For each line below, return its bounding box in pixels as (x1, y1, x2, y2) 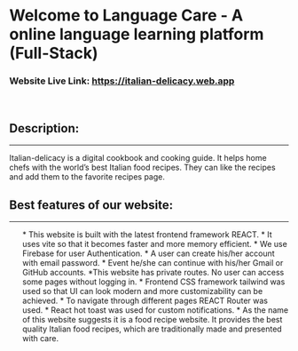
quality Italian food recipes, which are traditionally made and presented (21, 323, 282, 334)
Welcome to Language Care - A (9, 5, 244, 26)
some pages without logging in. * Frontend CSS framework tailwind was (21, 276, 286, 287)
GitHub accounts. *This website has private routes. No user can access (21, 267, 285, 278)
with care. (21, 333, 59, 344)
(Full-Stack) (9, 44, 99, 63)
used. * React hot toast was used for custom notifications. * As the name (21, 305, 289, 315)
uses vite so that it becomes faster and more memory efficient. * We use (21, 239, 288, 250)
